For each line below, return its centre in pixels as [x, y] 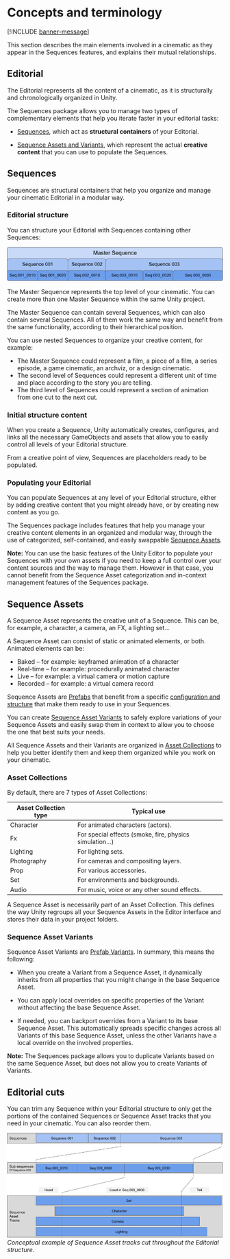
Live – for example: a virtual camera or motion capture [93, 676]
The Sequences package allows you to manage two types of [92, 110]
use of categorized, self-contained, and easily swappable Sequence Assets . [115, 540]
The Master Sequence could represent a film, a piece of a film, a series [117, 361]
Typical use [149, 811]
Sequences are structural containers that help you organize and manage [109, 190]
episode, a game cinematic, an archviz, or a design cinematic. [104, 368]
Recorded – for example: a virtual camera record [85, 684]
